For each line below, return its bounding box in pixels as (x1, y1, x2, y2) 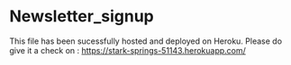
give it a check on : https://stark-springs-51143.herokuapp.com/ (9, 45, 246, 55)
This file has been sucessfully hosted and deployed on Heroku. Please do (9, 36, 282, 46)
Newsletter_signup (9, 6, 155, 27)
